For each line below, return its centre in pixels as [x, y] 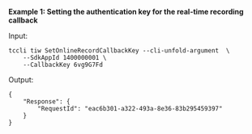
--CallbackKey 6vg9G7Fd [63, 65]
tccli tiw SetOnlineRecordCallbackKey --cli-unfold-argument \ [119, 51]
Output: [21, 80]
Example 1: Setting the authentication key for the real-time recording [126, 12]
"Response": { [47, 102]
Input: [18, 36]
